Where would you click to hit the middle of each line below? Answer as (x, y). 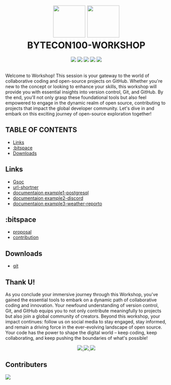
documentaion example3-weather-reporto (58, 203)
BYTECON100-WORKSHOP (86, 45)
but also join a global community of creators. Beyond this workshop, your (83, 316)
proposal (22, 232)
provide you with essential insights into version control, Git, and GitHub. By (84, 92)
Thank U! (20, 282)
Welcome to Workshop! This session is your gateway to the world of (77, 75)
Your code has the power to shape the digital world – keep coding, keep (81, 333)
